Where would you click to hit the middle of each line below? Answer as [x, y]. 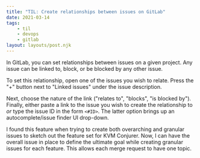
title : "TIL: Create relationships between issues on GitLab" [86, 12]
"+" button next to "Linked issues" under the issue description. [84, 87]
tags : [13, 23]
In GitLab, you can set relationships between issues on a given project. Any [99, 62]
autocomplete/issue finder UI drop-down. [58, 117]
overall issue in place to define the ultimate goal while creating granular [95, 142]
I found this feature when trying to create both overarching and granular [95, 129]
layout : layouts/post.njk [39, 46]
